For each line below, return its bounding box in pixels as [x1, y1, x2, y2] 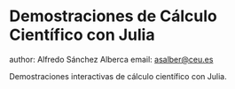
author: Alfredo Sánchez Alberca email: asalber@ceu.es [9, 54, 214, 64]
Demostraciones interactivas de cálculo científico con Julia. [9, 70, 228, 81]
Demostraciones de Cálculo [9, 6, 217, 26]
